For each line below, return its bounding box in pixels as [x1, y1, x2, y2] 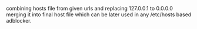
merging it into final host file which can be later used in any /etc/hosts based [6, 11, 192, 18]
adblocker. [6, 17, 32, 24]
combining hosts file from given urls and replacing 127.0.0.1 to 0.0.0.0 [6, 5, 173, 12]
